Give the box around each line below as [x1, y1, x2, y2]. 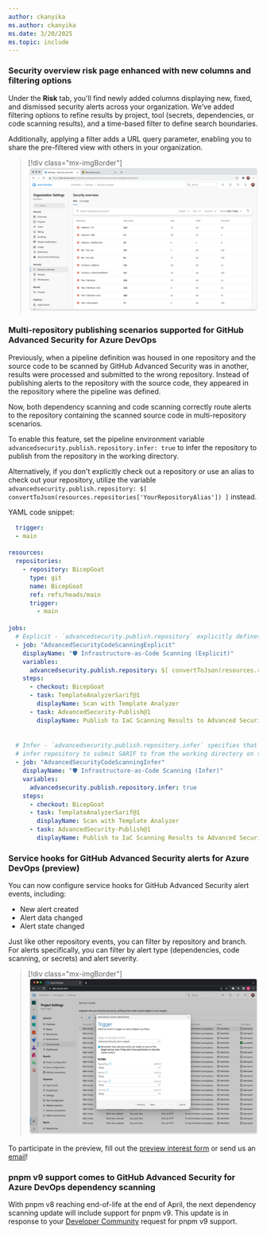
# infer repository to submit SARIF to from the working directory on [15, 750, 254, 759]
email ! [8, 1152, 29, 1162]
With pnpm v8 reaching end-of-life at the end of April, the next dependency [8, 1200, 257, 1209]
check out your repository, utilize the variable [8, 475, 157, 484]
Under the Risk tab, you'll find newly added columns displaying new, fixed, [8, 93, 253, 103]
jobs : [8, 624, 26, 632]
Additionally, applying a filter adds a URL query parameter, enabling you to [8, 134, 252, 143]
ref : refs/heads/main [29, 591, 102, 599]
